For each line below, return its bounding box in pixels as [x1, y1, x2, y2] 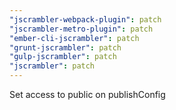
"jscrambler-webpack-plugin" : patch [9, 14, 162, 25]
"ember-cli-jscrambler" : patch [9, 33, 140, 43]
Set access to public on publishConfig [9, 89, 166, 100]
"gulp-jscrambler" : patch [9, 52, 117, 62]
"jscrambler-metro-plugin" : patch [9, 24, 154, 34]
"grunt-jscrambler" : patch [9, 42, 122, 53]
